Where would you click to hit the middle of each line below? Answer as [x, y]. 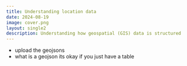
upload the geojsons [40, 50]
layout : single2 [26, 28]
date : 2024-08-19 [28, 17]
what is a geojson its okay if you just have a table [75, 57]
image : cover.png [28, 22]
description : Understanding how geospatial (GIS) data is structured [94, 34]
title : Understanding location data [51, 11]
